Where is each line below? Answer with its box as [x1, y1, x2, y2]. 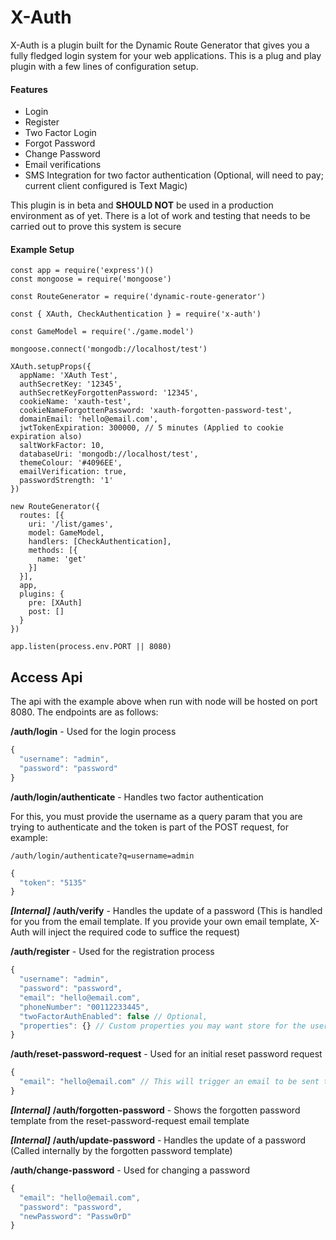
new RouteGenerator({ [10, 502, 101, 512]
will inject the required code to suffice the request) [31, 926, 241, 938]
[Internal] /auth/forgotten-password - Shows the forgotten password [10, 1104, 301, 1116]
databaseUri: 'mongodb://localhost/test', [19, 449, 199, 460]
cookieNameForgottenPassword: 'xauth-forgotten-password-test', [19, 406, 293, 416]
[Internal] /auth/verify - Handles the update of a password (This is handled [10, 905, 323, 917]
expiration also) [10, 432, 83, 442]
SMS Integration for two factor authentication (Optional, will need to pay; [24, 169, 324, 181]
